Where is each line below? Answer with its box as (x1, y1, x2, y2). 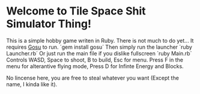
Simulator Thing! (6, 17, 92, 31)
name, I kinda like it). (6, 80, 58, 88)
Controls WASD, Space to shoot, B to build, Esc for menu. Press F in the (6, 56, 183, 63)
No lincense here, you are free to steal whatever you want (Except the (6, 74, 179, 81)
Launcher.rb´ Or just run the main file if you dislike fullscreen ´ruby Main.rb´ (6, 49, 192, 57)
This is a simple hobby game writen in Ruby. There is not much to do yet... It (6, 37, 194, 44)
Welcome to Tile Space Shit (6, 4, 146, 18)
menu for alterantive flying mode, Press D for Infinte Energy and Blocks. (6, 62, 184, 70)
